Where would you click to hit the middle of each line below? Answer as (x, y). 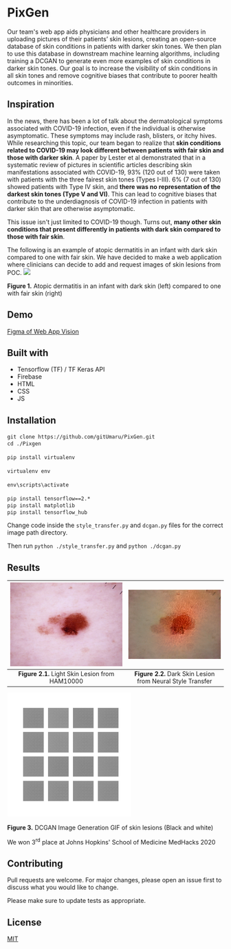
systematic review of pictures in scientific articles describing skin (100, 165)
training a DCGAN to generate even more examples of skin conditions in (109, 60)
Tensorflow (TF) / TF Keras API (61, 370)
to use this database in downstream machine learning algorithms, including (113, 54)
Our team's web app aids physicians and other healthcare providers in (107, 32)
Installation (32, 420)
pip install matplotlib (41, 506)
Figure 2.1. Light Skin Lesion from (66, 674)
